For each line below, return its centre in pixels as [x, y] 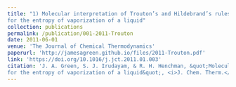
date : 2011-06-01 [33, 40]
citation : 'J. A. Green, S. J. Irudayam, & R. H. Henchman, [97, 66]
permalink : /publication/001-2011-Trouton [70, 33]
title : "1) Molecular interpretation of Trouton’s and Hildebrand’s [110, 14]
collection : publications [45, 27]
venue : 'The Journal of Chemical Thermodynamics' [81, 46]
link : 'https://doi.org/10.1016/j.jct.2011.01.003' [84, 60]
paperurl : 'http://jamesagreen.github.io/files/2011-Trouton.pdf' [106, 53]
